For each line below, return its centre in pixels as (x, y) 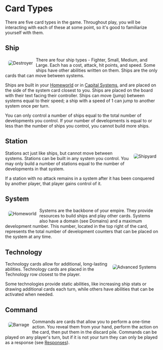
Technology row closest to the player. (43, 274)
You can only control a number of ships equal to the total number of (73, 115)
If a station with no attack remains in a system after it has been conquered (80, 178)
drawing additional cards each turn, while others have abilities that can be (80, 289)
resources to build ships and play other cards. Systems (95, 216)
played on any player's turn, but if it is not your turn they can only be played (81, 337)
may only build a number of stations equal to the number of (65, 163)
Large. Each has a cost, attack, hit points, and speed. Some (96, 65)
